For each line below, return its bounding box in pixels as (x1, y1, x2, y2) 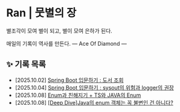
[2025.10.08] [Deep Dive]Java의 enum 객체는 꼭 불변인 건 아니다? (14, 99, 173, 106)
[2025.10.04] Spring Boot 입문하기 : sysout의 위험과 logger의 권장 (14, 84, 174, 91)
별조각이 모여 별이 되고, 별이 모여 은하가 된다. (6, 27, 113, 34)
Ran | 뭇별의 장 (6, 6, 77, 20)
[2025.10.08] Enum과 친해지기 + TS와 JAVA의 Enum (14, 92, 141, 99)
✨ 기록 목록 (6, 59, 47, 70)
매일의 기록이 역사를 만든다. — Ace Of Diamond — (6, 40, 127, 47)
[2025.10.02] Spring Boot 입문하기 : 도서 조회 (14, 76, 124, 84)
